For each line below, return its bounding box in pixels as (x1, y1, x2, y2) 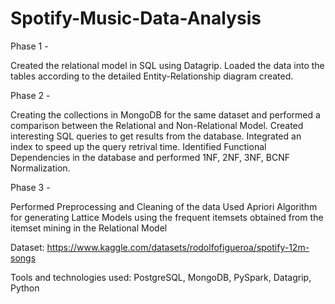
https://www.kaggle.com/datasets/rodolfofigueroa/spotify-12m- (46, 241, 310, 253)
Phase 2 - (10, 89, 51, 101)
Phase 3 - (10, 181, 51, 193)
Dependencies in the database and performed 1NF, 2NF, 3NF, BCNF (10, 151, 290, 163)
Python (10, 282, 40, 294)
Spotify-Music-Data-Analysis (10, 7, 262, 30)
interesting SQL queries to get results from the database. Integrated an (10, 130, 302, 142)
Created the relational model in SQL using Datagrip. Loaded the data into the (10, 59, 325, 71)
